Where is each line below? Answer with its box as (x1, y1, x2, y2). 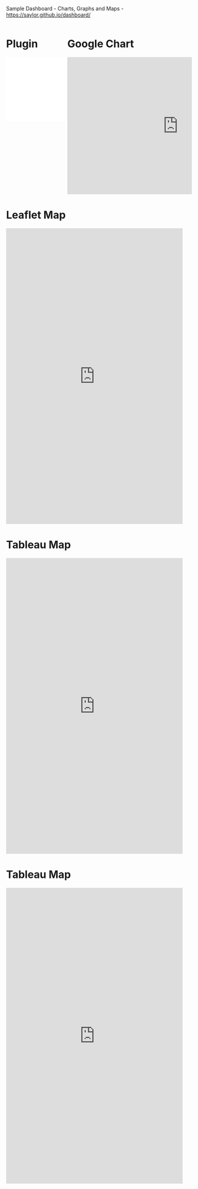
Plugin (6, 37, 38, 51)
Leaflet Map (6, 208, 66, 222)
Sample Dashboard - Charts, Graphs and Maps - (6, 5, 124, 12)
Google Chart (67, 37, 134, 51)
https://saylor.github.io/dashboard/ (6, 11, 91, 18)
